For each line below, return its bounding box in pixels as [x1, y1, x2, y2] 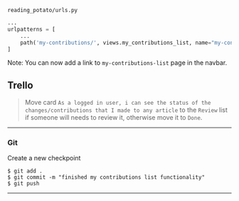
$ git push [7, 180, 40, 187]
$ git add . [7, 167, 43, 175]
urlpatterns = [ [7, 26, 55, 33]
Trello [7, 79, 33, 91]
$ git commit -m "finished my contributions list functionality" [7, 174, 205, 181]
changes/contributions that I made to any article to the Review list [24, 105, 228, 114]
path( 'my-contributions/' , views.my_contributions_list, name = [20, 39, 212, 46]
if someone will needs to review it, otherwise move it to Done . [24, 113, 203, 122]
